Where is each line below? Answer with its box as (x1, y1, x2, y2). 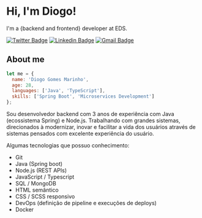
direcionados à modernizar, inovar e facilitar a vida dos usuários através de (6, 123, 196, 130)
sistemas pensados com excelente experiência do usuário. (6, 130, 154, 137)
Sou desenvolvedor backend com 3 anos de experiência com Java (6, 111, 174, 117)
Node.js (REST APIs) (15, 167, 67, 174)
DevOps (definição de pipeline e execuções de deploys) (15, 200, 157, 206)
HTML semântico (15, 186, 59, 193)
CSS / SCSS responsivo (15, 193, 75, 200)
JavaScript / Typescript (15, 173, 75, 181)
